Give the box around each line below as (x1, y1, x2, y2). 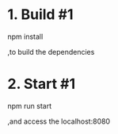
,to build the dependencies (7, 47, 95, 56)
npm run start (7, 101, 52, 110)
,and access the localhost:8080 (7, 117, 111, 126)
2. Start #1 (7, 75, 76, 93)
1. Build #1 (7, 6, 74, 24)
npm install (7, 32, 44, 41)
